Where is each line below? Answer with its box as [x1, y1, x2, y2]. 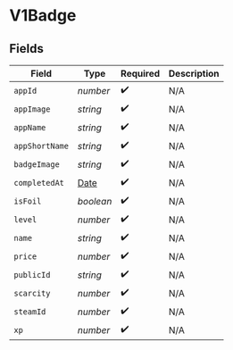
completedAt [13, 178, 65, 187]
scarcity [13, 287, 51, 298]
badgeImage [13, 159, 60, 170]
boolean [77, 195, 112, 207]
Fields [9, 41, 45, 56]
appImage [13, 104, 51, 114]
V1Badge [9, 5, 77, 26]
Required [120, 68, 161, 79]
